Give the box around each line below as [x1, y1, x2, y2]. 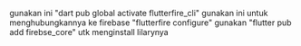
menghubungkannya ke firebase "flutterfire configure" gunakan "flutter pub [9, 17, 292, 28]
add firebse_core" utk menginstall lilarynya [9, 27, 170, 37]
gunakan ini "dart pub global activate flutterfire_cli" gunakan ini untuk [9, 8, 268, 18]
